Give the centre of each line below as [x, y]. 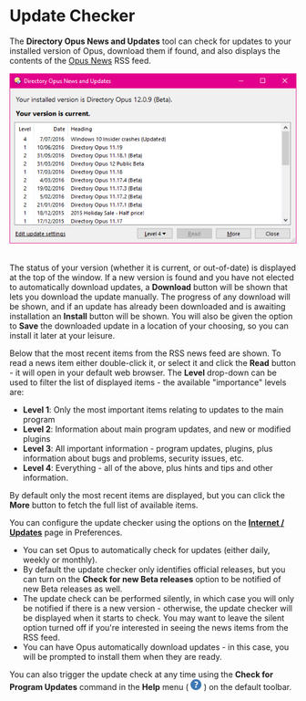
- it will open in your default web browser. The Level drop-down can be [143, 373]
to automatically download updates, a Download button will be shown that [149, 288]
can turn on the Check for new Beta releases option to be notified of [152, 580]
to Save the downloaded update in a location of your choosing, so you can [149, 326]
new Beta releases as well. [72, 589]
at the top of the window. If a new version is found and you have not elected [152, 277]
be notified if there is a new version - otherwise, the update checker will [158, 609]
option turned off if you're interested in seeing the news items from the [155, 628]
